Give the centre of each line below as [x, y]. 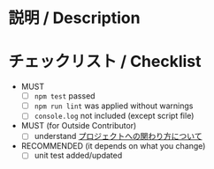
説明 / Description [74, 18]
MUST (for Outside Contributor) [79, 126]
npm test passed [65, 96]
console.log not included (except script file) [114, 116]
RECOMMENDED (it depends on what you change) [113, 146]
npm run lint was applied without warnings [114, 106]
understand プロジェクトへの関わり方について [118, 136]
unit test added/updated [78, 156]
